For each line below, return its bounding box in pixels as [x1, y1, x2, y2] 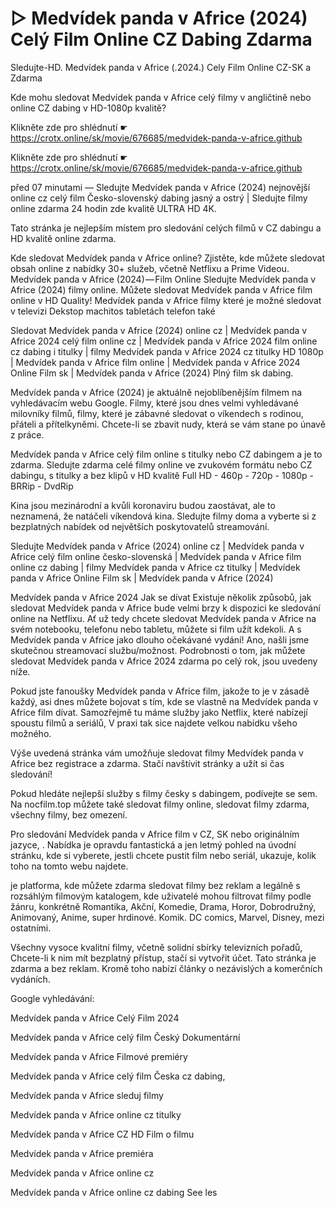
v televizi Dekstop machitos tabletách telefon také [10, 305, 216, 317]
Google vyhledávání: [10, 992, 95, 1004]
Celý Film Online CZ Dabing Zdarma [10, 28, 313, 51]
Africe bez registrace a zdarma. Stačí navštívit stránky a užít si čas [10, 757, 285, 769]
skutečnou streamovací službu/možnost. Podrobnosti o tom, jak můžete [10, 644, 306, 656]
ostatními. [10, 922, 52, 934]
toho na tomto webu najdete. [10, 860, 129, 872]
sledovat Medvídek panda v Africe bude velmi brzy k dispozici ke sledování [10, 602, 321, 614]
